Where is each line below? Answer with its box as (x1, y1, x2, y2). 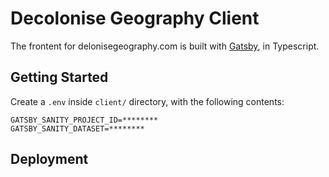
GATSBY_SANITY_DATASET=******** (10, 123, 145, 134)
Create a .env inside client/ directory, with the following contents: (10, 95, 285, 107)
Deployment (10, 151, 89, 168)
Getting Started (10, 69, 109, 86)
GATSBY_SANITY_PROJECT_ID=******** (10, 115, 159, 125)
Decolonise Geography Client (10, 7, 260, 30)
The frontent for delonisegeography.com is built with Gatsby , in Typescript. (10, 40, 320, 52)
